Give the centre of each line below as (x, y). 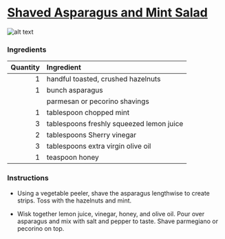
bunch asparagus (75, 90)
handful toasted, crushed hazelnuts (104, 79)
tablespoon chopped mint (88, 113)
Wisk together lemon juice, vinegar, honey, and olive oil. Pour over (111, 214)
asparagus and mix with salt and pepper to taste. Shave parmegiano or (118, 221)
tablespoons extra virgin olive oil (99, 146)
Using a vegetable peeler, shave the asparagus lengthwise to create (113, 193)
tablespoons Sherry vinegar (91, 135)
